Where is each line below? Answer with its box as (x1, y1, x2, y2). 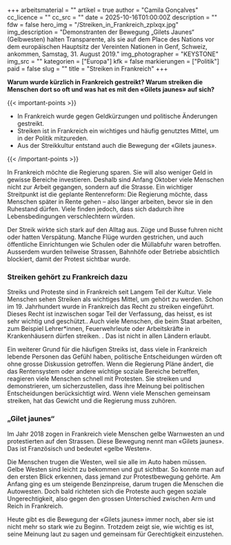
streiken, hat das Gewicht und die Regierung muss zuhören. (7, 396, 177, 405)
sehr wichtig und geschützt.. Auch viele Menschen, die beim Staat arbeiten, (7, 317, 223, 325)
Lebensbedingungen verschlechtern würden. (7, 212, 136, 220)
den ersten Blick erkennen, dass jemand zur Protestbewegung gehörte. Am (7, 472, 221, 481)
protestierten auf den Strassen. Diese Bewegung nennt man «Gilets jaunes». (7, 437, 224, 445)
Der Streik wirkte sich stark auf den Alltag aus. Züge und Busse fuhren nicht (7, 226, 223, 233)
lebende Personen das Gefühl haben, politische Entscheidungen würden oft (7, 352, 222, 361)
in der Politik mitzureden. (17, 134, 88, 142)
